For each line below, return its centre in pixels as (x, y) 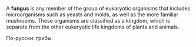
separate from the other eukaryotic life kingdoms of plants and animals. (93, 27)
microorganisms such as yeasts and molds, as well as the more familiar (92, 15)
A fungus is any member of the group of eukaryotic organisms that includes (98, 8)
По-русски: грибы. (29, 38)
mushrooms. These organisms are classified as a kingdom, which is (88, 21)
